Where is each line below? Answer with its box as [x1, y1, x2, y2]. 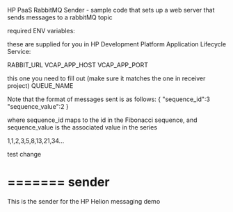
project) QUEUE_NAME [7, 82, 74, 89]
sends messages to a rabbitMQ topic [7, 13, 113, 21]
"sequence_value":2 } [7, 103, 70, 110]
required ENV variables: [7, 27, 75, 35]
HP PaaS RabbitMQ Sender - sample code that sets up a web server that [7, 6, 215, 14]
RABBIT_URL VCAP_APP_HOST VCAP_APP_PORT [7, 61, 148, 69]
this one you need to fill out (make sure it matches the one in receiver [7, 74, 206, 82]
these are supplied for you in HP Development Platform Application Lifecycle [7, 40, 227, 48]
